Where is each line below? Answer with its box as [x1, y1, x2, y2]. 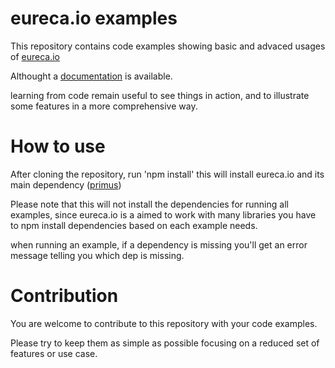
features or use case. [10, 347, 98, 359]
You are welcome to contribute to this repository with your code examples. [10, 317, 318, 329]
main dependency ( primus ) [10, 178, 122, 191]
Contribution [10, 285, 119, 307]
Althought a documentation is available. [10, 70, 173, 82]
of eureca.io [10, 50, 60, 62]
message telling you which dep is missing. [10, 249, 185, 261]
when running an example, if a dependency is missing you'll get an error [10, 238, 308, 251]
